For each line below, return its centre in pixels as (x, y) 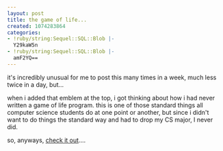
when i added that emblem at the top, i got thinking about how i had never (111, 98)
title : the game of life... (47, 20)
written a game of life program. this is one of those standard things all (105, 105)
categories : (24, 32)
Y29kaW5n (26, 45)
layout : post (26, 13)
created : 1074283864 (37, 26)
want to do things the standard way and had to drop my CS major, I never (110, 120)
